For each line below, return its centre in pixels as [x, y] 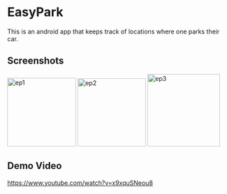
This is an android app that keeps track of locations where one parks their [113, 31]
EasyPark [35, 12]
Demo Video [35, 166]
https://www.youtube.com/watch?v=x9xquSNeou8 [80, 183]
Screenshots [36, 61]
